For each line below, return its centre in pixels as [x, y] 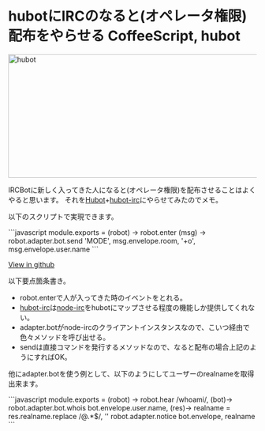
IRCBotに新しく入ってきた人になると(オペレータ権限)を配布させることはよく [132, 190]
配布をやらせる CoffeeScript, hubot [124, 36]
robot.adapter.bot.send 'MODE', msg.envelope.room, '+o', [102, 240]
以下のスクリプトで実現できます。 [63, 216]
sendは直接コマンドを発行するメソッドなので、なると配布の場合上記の [134, 347]
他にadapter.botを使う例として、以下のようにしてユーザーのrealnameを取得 [131, 373]
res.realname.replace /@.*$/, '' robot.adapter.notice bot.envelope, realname [132, 416]
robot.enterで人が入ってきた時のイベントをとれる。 [103, 297]
